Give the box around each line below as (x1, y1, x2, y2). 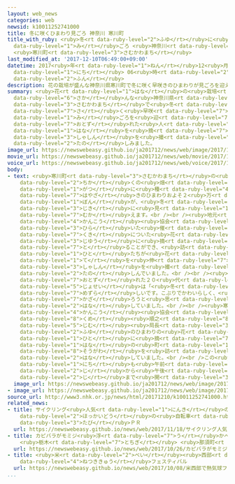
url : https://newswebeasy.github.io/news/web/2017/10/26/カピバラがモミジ (13, 445, 228, 453)
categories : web (7, 17, 55, 24)
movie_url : (7, 153, 39, 161)
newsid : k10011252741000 (7, 23, 80, 30)
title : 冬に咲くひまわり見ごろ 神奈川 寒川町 (7, 29, 124, 37)
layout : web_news (7, 10, 58, 17)
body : (7, 166, 23, 173)
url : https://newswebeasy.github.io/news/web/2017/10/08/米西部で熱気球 (13, 465, 222, 472)
